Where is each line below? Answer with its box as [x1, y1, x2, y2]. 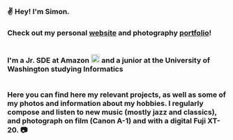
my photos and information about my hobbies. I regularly [7, 99, 204, 109]
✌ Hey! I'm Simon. [7, 6, 70, 16]
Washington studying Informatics [7, 64, 123, 74]
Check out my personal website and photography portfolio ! [7, 28, 212, 38]
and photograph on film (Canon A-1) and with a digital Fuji [7, 116, 206, 126]
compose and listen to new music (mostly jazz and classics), [7, 107, 218, 117]
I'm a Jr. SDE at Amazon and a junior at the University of [7, 56, 211, 65]
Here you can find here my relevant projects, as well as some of [7, 90, 227, 100]
